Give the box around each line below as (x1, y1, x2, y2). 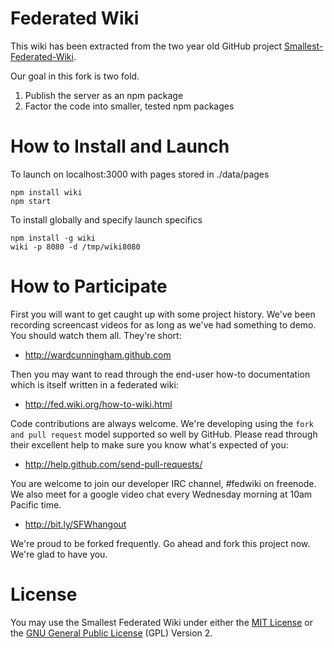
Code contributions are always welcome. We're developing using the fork (10, 417, 314, 429)
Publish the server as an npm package (24, 89, 184, 101)
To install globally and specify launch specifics (10, 213, 203, 226)
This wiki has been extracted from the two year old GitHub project (10, 40, 283, 52)
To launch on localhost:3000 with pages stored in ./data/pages (10, 168, 270, 180)
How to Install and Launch (10, 135, 230, 158)
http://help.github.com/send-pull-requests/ (24, 458, 203, 470)
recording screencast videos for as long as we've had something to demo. (10, 318, 317, 331)
